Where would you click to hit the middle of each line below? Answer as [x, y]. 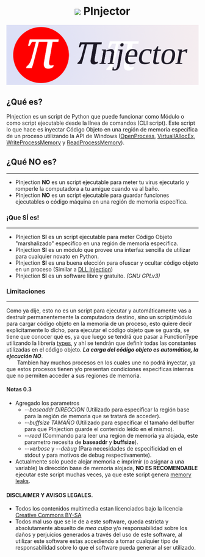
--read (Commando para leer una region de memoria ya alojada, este [111, 436]
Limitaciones [26, 292]
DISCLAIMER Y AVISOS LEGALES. [50, 495]
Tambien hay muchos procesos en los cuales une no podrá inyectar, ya [107, 363]
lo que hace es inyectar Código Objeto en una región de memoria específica [102, 130]
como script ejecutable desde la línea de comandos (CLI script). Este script [101, 123]
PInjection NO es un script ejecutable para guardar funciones [92, 195]
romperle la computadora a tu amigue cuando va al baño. [87, 189]
